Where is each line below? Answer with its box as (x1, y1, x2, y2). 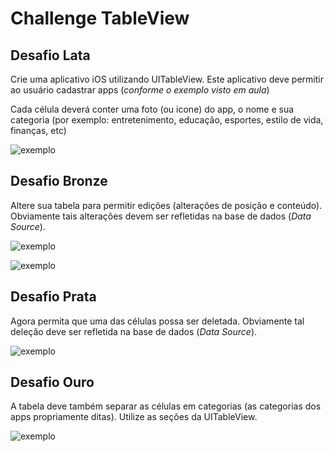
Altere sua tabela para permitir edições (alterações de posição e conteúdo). (10, 199, 323, 211)
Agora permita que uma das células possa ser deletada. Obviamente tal (10, 315, 305, 327)
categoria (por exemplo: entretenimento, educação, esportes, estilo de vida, (10, 114, 324, 126)
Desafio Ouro (10, 374, 95, 391)
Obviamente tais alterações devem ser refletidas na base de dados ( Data (10, 210, 312, 222)
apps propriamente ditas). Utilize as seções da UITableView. (10, 411, 258, 423)
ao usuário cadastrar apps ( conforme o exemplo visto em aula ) (10, 84, 270, 96)
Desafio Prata (10, 288, 97, 306)
